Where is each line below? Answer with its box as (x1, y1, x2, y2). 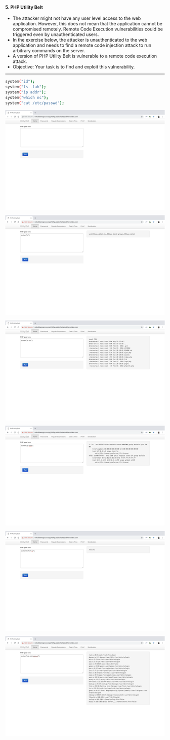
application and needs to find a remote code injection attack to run (12, 42, 152, 48)
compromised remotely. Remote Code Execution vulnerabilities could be (12, 26, 163, 32)
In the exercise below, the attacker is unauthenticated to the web (12, 37, 148, 43)
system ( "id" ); (5, 79, 35, 84)
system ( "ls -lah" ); (5, 84, 47, 90)
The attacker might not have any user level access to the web (12, 15, 141, 21)
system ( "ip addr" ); (5, 89, 47, 95)
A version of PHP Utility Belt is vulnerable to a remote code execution (12, 53, 157, 59)
